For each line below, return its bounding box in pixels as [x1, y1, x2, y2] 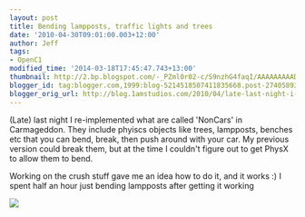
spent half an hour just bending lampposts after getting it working [9, 180, 254, 191]
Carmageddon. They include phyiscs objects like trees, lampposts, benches [9, 123, 293, 134]
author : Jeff [9, 38, 59, 48]
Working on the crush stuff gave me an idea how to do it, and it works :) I [9, 170, 281, 182]
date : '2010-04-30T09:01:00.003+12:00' [9, 30, 161, 39]
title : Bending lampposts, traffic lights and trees [9, 22, 213, 31]
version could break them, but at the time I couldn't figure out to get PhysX [9, 143, 289, 154]
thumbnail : [9, 73, 51, 82]
